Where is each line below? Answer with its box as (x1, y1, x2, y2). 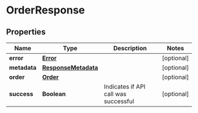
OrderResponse (6, 4, 85, 17)
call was (104, 90, 127, 98)
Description (113, 44, 147, 52)
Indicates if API (104, 83, 146, 91)
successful (104, 97, 134, 105)
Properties (6, 27, 46, 37)
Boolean (42, 90, 66, 98)
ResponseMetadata (42, 64, 98, 71)
